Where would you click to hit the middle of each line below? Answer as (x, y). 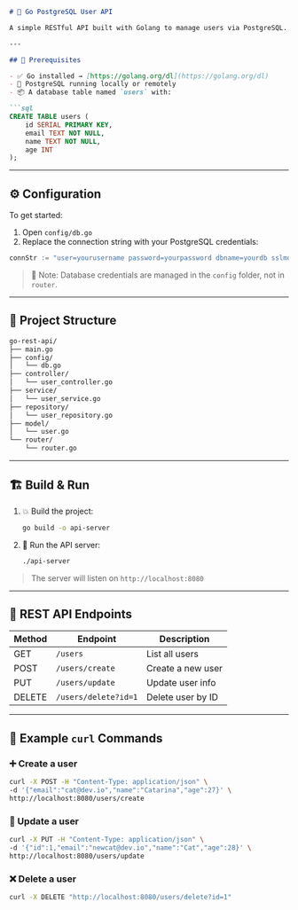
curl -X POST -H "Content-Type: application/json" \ (109, 782)
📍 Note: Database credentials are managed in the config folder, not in (158, 275)
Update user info (181, 683)
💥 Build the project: (58, 511)
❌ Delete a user (43, 879)
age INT (39, 150)
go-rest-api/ (33, 341)
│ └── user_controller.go (61, 382)
